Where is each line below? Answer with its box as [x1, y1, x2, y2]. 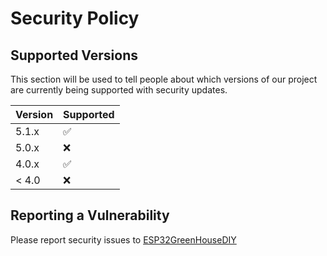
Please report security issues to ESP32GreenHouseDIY [10, 233, 237, 246]
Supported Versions [10, 47, 138, 64]
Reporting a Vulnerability [10, 207, 170, 224]
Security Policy [10, 7, 140, 30]
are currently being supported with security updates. [10, 84, 228, 96]
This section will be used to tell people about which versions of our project [10, 73, 318, 85]
